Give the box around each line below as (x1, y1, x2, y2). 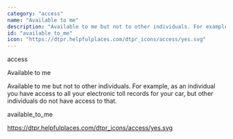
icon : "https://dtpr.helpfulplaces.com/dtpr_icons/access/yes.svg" (7, 36, 207, 43)
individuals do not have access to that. (7, 97, 117, 105)
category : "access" (7, 10, 64, 17)
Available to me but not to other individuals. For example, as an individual (7, 82, 216, 90)
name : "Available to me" (7, 17, 79, 24)
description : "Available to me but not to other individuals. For (7, 23, 203, 30)
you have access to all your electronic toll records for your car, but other (7, 90, 214, 98)
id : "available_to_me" (7, 29, 73, 37)
